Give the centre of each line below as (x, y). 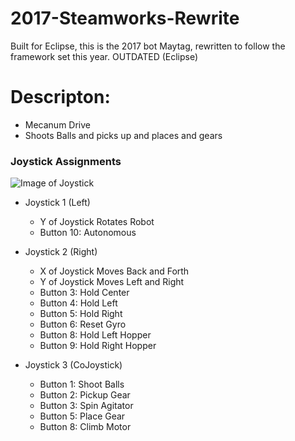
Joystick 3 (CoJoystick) (73, 365)
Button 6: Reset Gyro (83, 324)
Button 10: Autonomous (88, 233)
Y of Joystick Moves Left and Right (112, 282)
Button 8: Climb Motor (85, 427)
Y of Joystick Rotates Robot (97, 222)
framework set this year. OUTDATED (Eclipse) (104, 56)
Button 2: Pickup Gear (85, 395)
